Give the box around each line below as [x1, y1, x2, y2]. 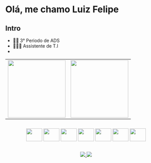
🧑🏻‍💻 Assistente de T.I [12, 43, 58, 49]
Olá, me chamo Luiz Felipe [5, 4, 119, 15]
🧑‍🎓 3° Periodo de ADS [12, 37, 60, 43]
